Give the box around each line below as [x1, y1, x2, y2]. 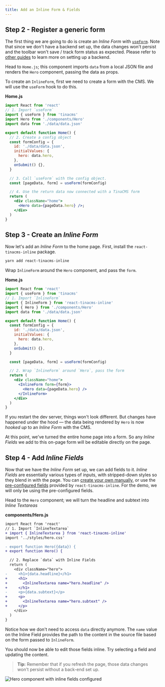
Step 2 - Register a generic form [5, 26, 105, 34]
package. [37, 249, 57, 255]
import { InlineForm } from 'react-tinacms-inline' [5, 300, 113, 305]
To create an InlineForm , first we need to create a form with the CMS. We [5, 78, 154, 84]
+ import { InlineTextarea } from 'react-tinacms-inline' [5, 531, 127, 535]
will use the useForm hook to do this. [5, 84, 78, 90]
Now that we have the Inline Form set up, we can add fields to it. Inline [5, 467, 148, 473]
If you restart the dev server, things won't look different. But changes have [5, 414, 156, 420]
